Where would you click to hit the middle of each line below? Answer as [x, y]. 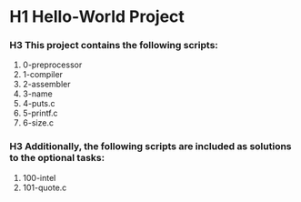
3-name [37, 94]
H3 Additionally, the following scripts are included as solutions [151, 146]
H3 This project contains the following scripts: [114, 45]
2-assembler [46, 85]
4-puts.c [39, 104]
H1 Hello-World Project [97, 17]
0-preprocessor [52, 65]
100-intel [39, 177]
